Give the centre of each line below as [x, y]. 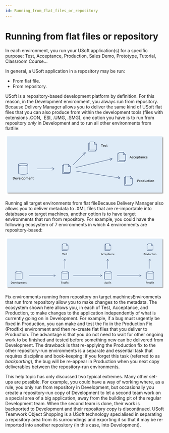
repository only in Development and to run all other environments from [78, 123]
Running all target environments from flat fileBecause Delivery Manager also [84, 203]
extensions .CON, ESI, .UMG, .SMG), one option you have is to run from [80, 117]
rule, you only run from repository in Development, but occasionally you [80, 387]
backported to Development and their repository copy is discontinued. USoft [84, 409]
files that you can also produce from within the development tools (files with [84, 112]
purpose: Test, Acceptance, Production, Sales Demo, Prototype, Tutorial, [81, 56]
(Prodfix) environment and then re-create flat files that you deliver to [76, 329]
